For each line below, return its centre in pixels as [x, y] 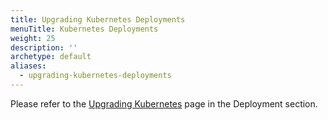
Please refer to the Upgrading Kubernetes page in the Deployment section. [164, 103]
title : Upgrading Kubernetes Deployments [98, 19]
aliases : [28, 66]
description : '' [44, 47]
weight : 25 [33, 38]
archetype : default [51, 57]
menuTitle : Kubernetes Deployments [84, 29]
